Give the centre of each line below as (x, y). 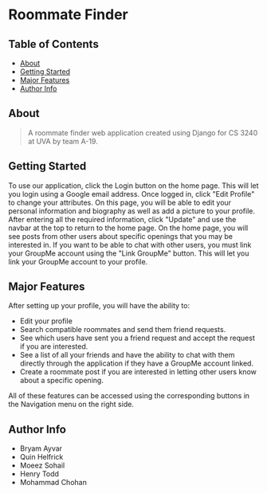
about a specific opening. (61, 381)
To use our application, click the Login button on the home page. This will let (133, 186)
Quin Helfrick (41, 457)
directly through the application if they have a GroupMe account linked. (136, 363)
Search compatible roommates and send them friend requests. (123, 330)
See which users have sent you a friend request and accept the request (137, 338)
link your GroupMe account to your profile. (78, 261)
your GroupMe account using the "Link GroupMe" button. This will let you (129, 253)
